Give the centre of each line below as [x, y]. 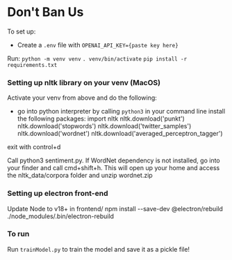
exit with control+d [34, 147]
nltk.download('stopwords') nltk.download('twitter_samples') [104, 126]
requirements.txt [32, 65]
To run [18, 234]
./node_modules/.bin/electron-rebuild [61, 216]
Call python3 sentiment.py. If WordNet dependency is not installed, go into [114, 160]
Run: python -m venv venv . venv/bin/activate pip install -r [97, 58]
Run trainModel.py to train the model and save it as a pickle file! [98, 249]
